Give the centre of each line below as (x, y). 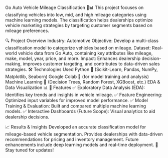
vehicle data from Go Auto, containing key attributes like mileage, (85, 53)
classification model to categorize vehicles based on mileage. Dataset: (78, 48)
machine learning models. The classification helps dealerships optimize (79, 20)
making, (14, 64)
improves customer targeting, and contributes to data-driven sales (91, 64)
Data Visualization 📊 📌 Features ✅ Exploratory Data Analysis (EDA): (75, 87)
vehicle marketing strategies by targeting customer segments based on (79, 25)
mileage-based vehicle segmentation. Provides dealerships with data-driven (84, 134)
